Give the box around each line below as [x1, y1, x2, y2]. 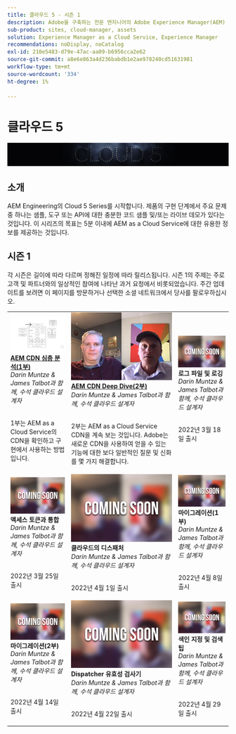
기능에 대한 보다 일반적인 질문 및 [71, 449, 159, 457]
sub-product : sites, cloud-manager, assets [7, 26, 137, 33]
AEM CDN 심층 [10, 354, 53, 362]
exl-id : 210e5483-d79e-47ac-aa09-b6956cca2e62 [7, 49, 146, 56]
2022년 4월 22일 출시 [71, 710, 133, 719]
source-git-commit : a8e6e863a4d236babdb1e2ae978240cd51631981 [7, 56, 193, 63]
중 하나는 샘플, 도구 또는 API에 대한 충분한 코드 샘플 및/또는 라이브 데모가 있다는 [7, 210, 225, 219]
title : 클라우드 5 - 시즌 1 [7, 11, 81, 18]
